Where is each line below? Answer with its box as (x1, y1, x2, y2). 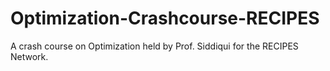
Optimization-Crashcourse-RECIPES (10, 7, 320, 30)
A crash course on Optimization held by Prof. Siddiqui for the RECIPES (10, 40, 299, 52)
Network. (10, 50, 49, 62)
